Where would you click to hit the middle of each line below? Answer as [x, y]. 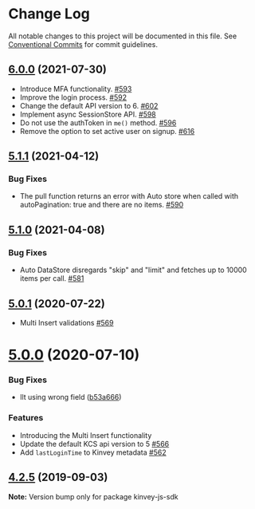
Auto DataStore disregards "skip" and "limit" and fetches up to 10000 [133, 270]
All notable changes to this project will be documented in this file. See [123, 36]
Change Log [49, 14]
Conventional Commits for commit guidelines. [83, 44]
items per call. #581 [52, 278]
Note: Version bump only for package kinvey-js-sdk [93, 496]
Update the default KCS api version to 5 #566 [94, 444]
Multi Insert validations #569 [67, 322]
